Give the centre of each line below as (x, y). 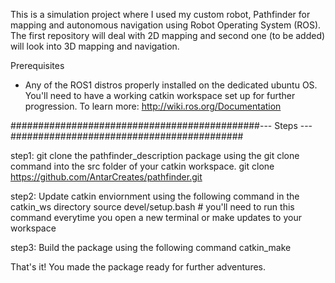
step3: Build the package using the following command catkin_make (151, 247)
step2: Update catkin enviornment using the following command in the (155, 196)
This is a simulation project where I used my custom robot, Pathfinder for (160, 14)
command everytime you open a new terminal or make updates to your (156, 217)
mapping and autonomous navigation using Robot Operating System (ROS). (166, 25)
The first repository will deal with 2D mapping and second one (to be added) (168, 35)
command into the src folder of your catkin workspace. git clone (142, 166)
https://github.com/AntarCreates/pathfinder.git (106, 177)
